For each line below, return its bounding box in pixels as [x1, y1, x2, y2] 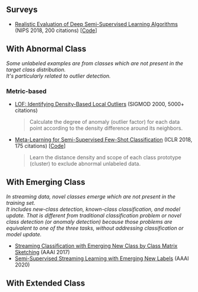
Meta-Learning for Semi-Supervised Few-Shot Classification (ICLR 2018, [14, 136, 193, 143]
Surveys [6, 5, 38, 15]
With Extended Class [6, 278, 85, 288]
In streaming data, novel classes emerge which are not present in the [6, 192, 176, 200]
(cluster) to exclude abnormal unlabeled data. [29, 160, 141, 167]
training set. [6, 199, 36, 206]
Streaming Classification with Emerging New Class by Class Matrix [14, 242, 178, 249]
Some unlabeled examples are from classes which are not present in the [6, 59, 184, 67]
